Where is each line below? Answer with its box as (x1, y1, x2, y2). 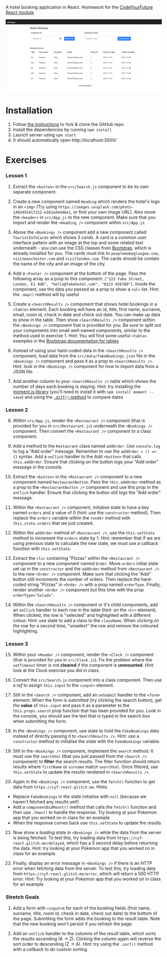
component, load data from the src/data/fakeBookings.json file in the (12, 353, 156, 359)
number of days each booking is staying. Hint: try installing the (12, 383, 141, 389)
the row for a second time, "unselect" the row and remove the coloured (12, 622, 159, 629)
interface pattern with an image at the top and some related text (12, 239, 143, 245)
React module (5, 9, 34, 15)
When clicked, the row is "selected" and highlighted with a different (12, 612, 151, 618)
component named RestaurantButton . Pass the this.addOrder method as (12, 478, 162, 485)
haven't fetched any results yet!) (12, 799, 79, 805)
